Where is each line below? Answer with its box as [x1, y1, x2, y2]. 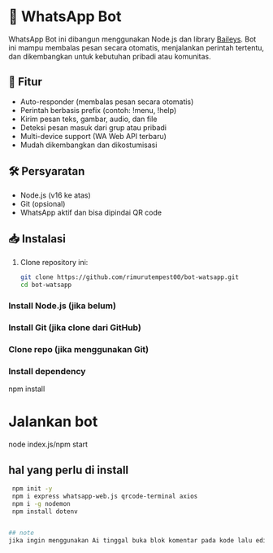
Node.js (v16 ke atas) [19, 190, 91, 200]
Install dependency [8, 365, 86, 377]
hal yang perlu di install [8, 463, 129, 477]
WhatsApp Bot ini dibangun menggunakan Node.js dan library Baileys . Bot [8, 34, 257, 44]
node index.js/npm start [8, 439, 88, 450]
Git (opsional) [19, 198, 66, 208]
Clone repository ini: [19, 258, 89, 268]
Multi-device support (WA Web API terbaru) [19, 131, 167, 141]
